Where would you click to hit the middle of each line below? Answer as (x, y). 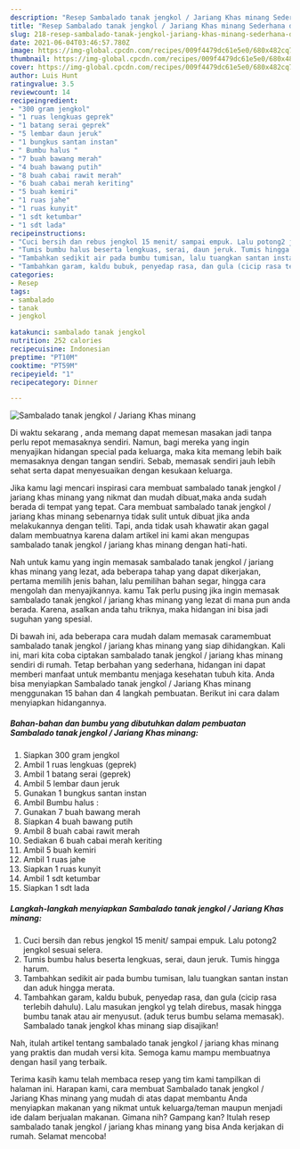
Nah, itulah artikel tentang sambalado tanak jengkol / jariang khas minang (145, 1043)
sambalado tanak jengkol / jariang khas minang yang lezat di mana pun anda (150, 600)
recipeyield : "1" (42, 374)
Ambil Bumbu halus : (61, 803)
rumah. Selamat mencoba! (58, 1137)
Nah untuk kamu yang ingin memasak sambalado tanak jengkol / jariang (142, 562)
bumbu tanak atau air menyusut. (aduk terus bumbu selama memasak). (154, 1016)
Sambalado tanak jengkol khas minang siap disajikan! (121, 1026)
